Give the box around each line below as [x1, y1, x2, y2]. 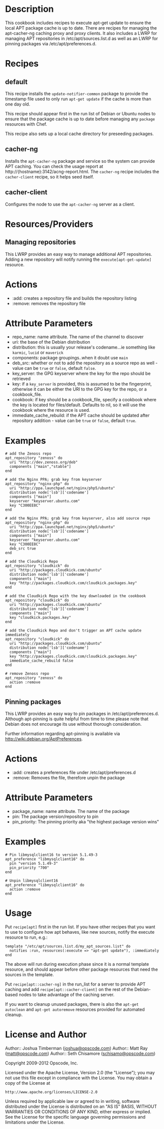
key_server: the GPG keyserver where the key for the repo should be [12, 371, 151, 377]
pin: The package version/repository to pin [12, 813, 99, 819]
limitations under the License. [5, 1119, 65, 1125]
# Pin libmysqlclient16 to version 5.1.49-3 [5, 852, 98, 857]
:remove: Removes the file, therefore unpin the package [12, 775, 125, 781]
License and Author [5, 1029, 87, 1040]
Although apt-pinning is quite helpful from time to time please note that [5, 716, 149, 722]
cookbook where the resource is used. [12, 407, 90, 413]
